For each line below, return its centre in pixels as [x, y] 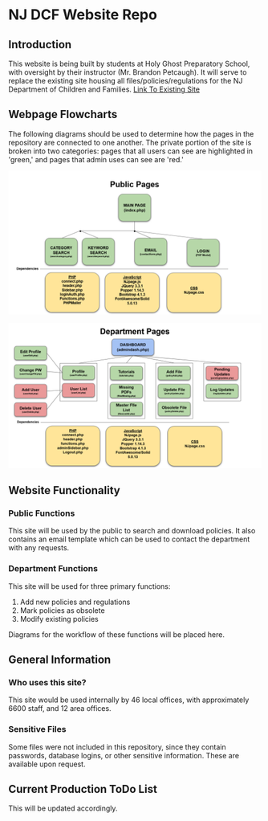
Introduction [40, 45]
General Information [60, 660]
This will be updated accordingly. [63, 808]
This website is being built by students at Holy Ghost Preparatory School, [129, 63]
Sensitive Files [37, 729]
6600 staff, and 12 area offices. [60, 709]
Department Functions [53, 569]
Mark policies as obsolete [63, 610]
